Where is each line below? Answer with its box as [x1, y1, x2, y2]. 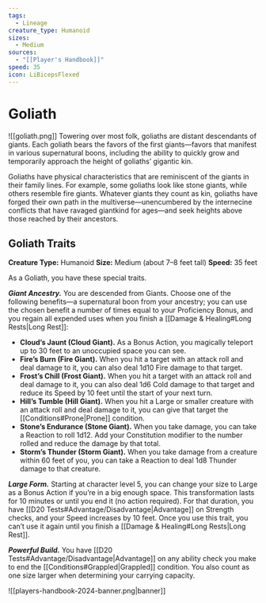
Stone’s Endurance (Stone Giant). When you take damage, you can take [19, 422, 257, 432]
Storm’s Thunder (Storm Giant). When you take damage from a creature [19, 447, 257, 457]
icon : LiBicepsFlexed [8, 71, 80, 79]
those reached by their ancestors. [8, 213, 119, 223]
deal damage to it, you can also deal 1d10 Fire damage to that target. [19, 363, 243, 373]
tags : [8, 11, 26, 20]
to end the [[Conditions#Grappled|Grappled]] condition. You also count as [8, 563, 250, 572]
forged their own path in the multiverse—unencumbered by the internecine [8, 197, 253, 206]
